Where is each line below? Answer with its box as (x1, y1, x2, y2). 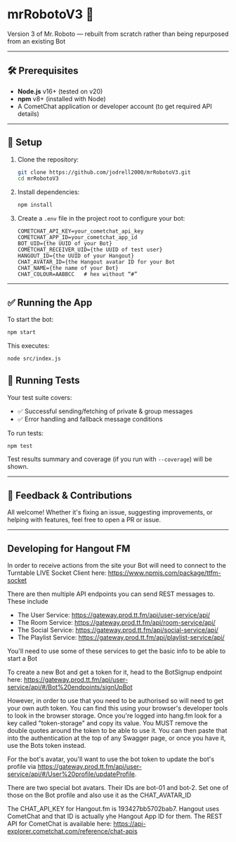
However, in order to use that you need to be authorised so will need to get (7, 697, 224, 705)
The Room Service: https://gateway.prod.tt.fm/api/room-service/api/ (17, 618, 216, 627)
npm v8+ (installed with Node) (17, 94, 107, 103)
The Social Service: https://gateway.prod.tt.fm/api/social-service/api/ (17, 626, 219, 635)
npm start (7, 329, 37, 336)
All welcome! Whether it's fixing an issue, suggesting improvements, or (7, 508, 213, 517)
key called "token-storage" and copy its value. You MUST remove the (7, 719, 209, 727)
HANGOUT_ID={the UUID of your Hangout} (17, 252, 135, 259)
